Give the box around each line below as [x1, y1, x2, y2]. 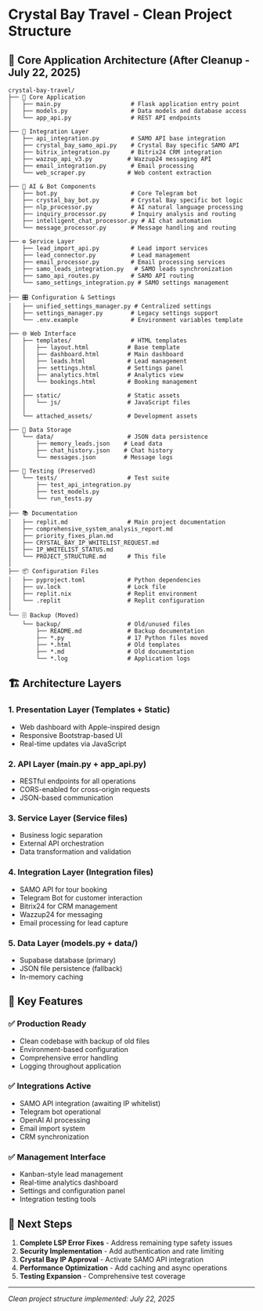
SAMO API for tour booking [19, 885, 108, 894]
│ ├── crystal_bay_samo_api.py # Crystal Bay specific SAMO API [8, 141, 240, 149]
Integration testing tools [19, 1195, 96, 1204]
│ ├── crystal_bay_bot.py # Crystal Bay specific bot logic [8, 196, 243, 204]
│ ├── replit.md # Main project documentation [8, 518, 225, 526]
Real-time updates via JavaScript [19, 739, 127, 748]
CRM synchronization [19, 1132, 89, 1141]
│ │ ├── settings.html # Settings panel [8, 364, 184, 372]
